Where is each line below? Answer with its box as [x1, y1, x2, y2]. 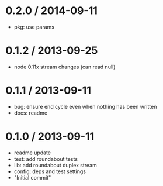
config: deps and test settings [13, 168, 86, 175]
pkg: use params [13, 23, 55, 30]
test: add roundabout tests [13, 155, 78, 162]
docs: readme [13, 109, 48, 116]
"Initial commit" [13, 174, 51, 181]
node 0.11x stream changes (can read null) [13, 63, 116, 70]
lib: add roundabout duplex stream [13, 161, 97, 168]
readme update [13, 149, 51, 156]
